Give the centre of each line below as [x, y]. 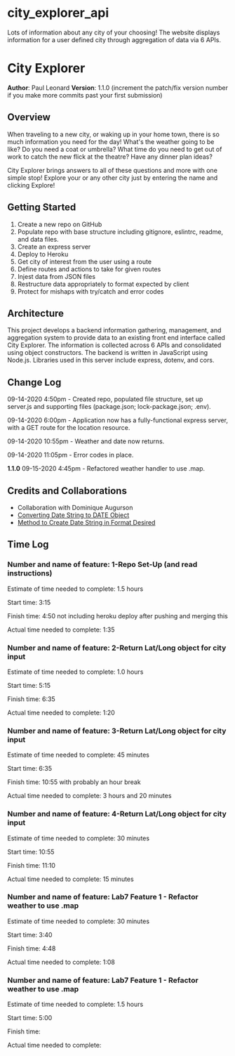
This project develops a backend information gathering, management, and [114, 330]
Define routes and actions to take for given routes [89, 269]
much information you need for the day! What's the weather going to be [111, 141]
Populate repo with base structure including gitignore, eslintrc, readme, [120, 232]
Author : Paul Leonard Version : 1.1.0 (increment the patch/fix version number [117, 87]
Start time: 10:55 [31, 852]
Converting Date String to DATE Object [73, 515]
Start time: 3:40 [30, 934]
